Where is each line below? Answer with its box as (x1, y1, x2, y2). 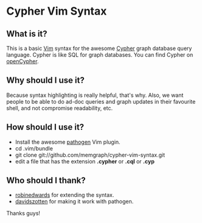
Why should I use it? (6, 75, 85, 86)
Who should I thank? (6, 175, 86, 186)
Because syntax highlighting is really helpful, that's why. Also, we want (6, 91, 184, 99)
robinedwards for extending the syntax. (15, 191, 114, 199)
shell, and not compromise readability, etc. (6, 104, 113, 111)
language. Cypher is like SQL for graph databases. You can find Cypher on (6, 51, 193, 58)
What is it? (6, 29, 47, 39)
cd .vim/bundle (15, 144, 54, 152)
